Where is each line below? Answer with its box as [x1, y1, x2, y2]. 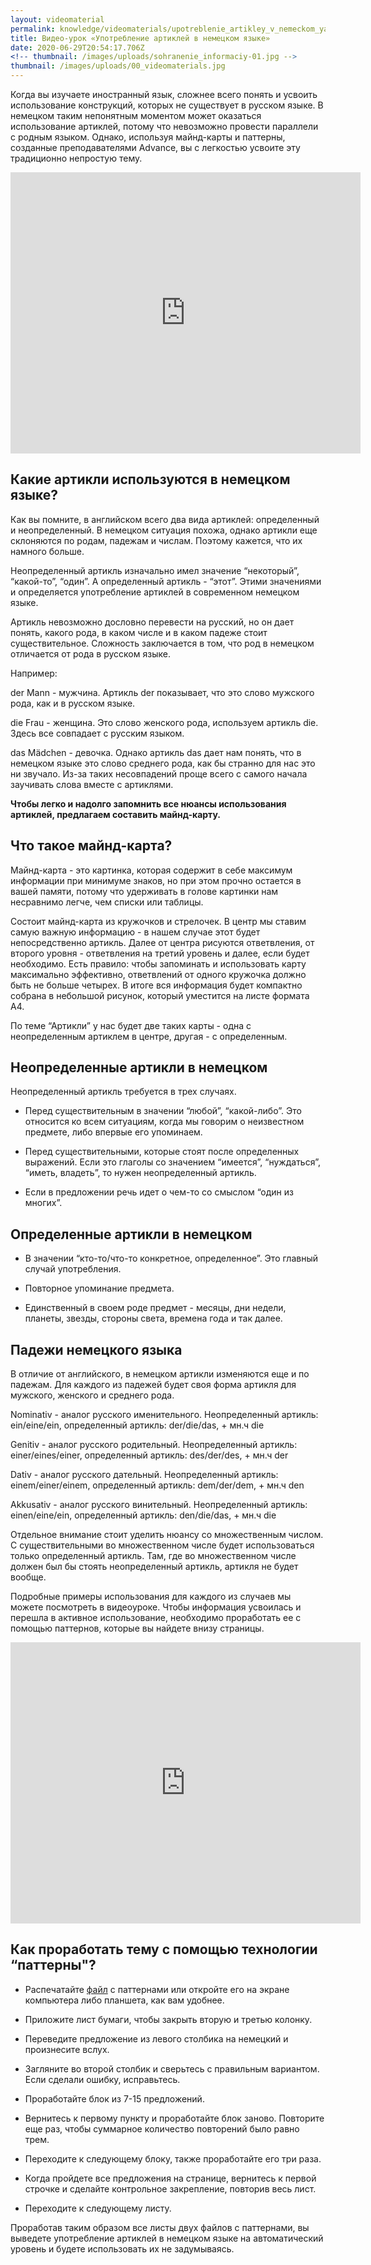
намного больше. [10, 545, 85, 557]
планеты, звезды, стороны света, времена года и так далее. [24, 1312, 283, 1325]
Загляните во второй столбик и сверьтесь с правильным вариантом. [24, 2062, 320, 2075]
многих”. [24, 1197, 63, 1209]
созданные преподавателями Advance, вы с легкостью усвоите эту [10, 142, 301, 153]
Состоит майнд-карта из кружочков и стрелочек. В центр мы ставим [10, 915, 307, 927]
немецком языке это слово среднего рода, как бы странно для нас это [10, 757, 316, 769]
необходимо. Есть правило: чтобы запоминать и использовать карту [10, 957, 307, 970]
